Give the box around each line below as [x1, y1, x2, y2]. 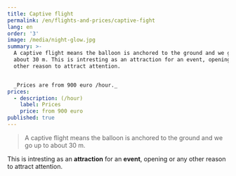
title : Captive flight [7, 10, 74, 18]
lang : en [7, 23, 33, 30]
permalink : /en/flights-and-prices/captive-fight [7, 17, 156, 24]
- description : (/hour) [13, 94, 83, 102]
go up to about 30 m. [24, 141, 86, 149]
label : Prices [20, 101, 61, 108]
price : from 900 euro [20, 108, 83, 115]
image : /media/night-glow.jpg [7, 37, 96, 44]
